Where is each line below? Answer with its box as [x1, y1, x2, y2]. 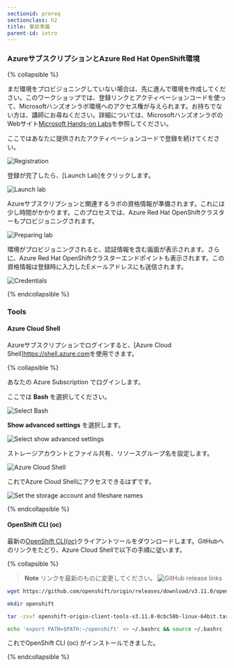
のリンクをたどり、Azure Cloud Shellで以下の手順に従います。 [7, 546, 186, 554]
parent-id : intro [7, 29, 58, 37]
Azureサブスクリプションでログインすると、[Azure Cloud [7, 340, 172, 349]
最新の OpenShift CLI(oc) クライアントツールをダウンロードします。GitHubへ [7, 536, 224, 545]
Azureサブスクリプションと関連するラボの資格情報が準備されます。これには [7, 199, 225, 207]
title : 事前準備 [7, 23, 50, 30]
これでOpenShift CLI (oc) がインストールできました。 [7, 639, 159, 647]
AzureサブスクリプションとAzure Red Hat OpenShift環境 [7, 54, 200, 63]
